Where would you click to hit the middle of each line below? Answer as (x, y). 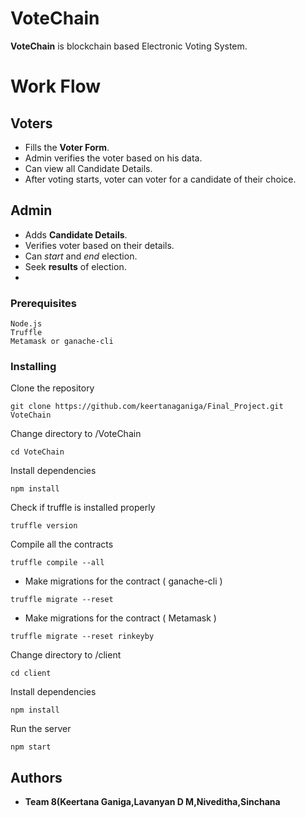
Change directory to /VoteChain (76, 434)
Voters (31, 123)
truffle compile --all (57, 563)
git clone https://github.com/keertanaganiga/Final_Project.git (147, 407)
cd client (31, 673)
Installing (33, 366)
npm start (31, 747)
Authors (36, 777)
